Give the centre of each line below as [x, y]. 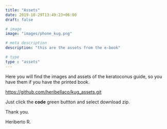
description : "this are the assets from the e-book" [63, 48]
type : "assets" [23, 62]
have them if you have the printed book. [48, 82]
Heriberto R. [18, 122]
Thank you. [17, 112]
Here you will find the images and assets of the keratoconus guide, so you [84, 76]
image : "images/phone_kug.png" [39, 34]
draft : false [19, 20]
